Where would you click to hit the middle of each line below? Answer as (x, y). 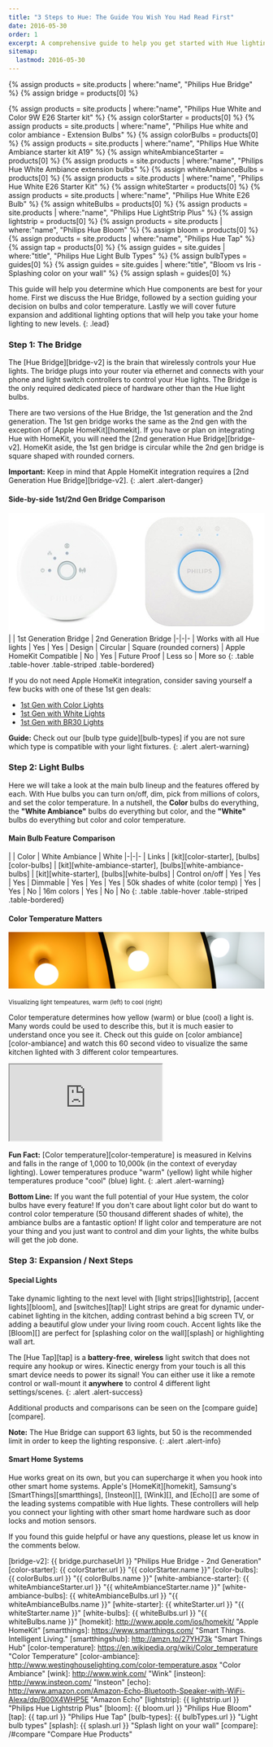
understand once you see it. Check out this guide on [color (107, 1034)
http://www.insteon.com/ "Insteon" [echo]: (80, 1682)
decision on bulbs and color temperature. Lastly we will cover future (122, 306)
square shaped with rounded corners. (71, 456)
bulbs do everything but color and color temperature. (97, 819)
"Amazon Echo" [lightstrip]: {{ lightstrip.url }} (165, 1699)
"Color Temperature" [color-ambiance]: (74, 1656)
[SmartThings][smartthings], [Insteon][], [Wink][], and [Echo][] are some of (134, 1495)
